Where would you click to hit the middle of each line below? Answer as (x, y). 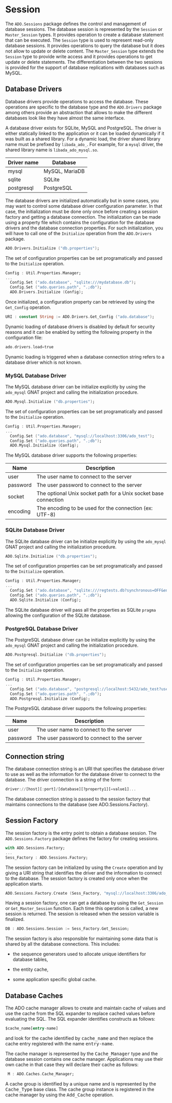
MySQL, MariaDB (64, 171)
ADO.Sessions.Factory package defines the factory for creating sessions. (82, 838)
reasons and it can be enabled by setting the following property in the (79, 332)
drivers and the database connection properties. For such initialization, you (84, 228)
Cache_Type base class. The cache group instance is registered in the (80, 1089)
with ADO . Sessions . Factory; (35, 848)
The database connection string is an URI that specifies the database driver (85, 769)
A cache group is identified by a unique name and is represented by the (81, 1083)
